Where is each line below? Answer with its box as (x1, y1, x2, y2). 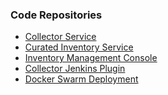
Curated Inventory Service (24, 41, 134, 53)
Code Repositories (10, 8, 103, 22)
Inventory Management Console (24, 52, 158, 64)
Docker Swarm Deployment (24, 73, 139, 85)
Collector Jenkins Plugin (24, 63, 126, 75)
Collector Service (24, 31, 97, 43)
